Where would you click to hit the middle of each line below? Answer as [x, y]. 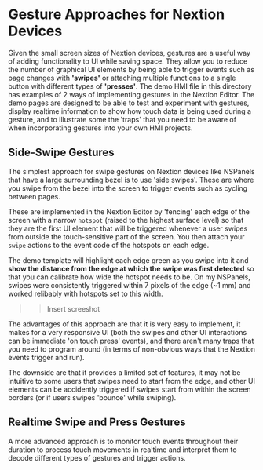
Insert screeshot [73, 308]
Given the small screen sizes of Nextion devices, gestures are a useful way [130, 53]
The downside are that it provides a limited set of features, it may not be [124, 372]
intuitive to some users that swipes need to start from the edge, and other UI [131, 381]
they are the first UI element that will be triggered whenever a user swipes [128, 228]
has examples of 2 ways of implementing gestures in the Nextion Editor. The [131, 94]
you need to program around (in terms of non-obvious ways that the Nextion [132, 349]
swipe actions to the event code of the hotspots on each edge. [109, 245]
